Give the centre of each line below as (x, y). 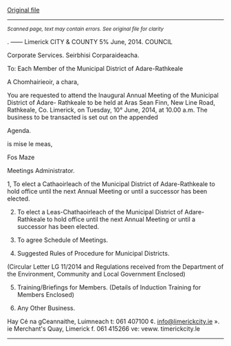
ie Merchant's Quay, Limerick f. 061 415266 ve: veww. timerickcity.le (104, 329)
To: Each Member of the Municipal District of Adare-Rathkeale (95, 69)
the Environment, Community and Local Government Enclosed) (96, 274)
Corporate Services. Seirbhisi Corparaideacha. (73, 55)
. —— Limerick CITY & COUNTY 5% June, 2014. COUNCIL (90, 42)
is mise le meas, (30, 144)
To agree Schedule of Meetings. (63, 240)
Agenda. (19, 131)
